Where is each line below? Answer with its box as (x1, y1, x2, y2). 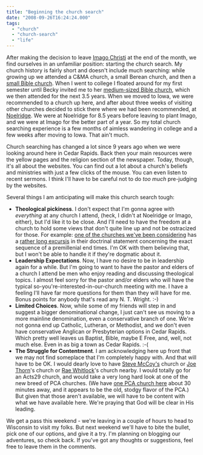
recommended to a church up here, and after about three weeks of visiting (6, 99, 193, 106)
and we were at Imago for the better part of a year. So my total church (6, 118, 181, 125)
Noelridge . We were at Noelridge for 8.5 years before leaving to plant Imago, (6, 112, 198, 119)
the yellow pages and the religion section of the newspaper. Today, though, (6, 156, 195, 163)
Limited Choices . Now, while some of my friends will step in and (15, 302, 176, 309)
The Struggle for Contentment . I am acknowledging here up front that (15, 347, 191, 354)
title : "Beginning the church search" (6, 9, 104, 15)
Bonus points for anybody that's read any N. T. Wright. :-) (15, 296, 159, 303)
